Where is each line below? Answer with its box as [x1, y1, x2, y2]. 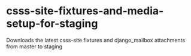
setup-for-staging [6, 17, 98, 30]
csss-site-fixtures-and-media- [6, 4, 164, 18]
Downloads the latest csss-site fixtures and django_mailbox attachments [6, 36, 186, 43]
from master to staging [6, 43, 63, 50]
